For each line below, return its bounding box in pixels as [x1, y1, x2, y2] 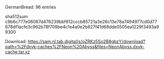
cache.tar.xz [5, 49, 30, 55]
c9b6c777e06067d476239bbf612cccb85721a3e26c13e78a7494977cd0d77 [5, 19, 158, 24]
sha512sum [5, 14, 28, 19]
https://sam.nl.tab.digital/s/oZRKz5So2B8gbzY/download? [27, 39, 146, 44]
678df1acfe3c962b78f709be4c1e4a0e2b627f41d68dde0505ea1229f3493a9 [5, 24, 159, 30]
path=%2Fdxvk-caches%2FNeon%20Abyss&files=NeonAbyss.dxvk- [5, 44, 145, 49]
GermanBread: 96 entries [5, 4, 56, 10]
